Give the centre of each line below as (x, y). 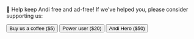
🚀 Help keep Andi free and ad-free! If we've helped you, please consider (97, 9)
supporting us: (25, 16)
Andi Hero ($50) (127, 28)
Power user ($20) (82, 28)
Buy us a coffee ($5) (32, 28)
